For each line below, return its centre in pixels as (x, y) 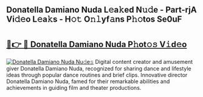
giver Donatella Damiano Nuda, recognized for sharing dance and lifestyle (99, 68)
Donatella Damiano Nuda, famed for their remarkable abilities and (88, 81)
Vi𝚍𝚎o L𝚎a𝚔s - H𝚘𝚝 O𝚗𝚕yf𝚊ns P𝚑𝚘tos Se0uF (94, 20)
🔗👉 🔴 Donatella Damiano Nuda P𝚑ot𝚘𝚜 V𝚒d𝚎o (97, 44)
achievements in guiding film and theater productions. (74, 88)
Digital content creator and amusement (144, 62)
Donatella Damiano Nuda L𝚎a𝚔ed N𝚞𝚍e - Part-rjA (101, 10)
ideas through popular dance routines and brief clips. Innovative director (97, 75)
